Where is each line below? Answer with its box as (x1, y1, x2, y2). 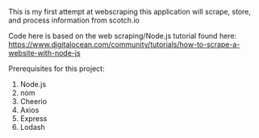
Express (19, 114, 48, 123)
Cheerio (19, 97, 47, 106)
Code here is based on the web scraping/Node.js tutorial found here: (8, 31, 237, 40)
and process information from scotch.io (8, 15, 140, 25)
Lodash (19, 123, 46, 132)
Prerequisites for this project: (8, 64, 105, 73)
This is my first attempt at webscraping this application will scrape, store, (8, 7, 252, 16)
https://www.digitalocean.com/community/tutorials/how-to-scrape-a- (8, 40, 240, 49)
